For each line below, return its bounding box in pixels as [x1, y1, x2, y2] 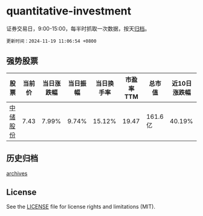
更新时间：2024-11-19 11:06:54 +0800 [6, 38, 97, 44]
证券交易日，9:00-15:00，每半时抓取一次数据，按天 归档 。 [6, 25, 150, 32]
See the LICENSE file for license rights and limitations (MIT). [6, 203, 156, 211]
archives [6, 170, 28, 177]
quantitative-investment [6, 4, 132, 18]
